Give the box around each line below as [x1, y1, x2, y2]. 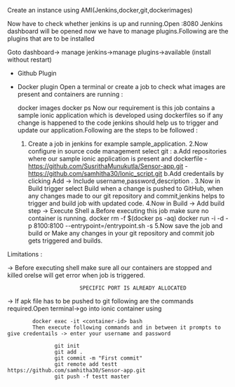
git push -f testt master [54, 373, 130, 380]
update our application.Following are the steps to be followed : [17, 126, 198, 134]
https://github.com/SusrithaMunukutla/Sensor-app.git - [27, 162, 188, 170]
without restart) [7, 55, 53, 64]
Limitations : [7, 250, 43, 258]
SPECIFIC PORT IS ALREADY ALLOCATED [79, 285, 187, 292]
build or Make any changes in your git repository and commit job [27, 229, 215, 237]
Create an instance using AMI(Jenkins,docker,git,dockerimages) [7, 6, 193, 14]
